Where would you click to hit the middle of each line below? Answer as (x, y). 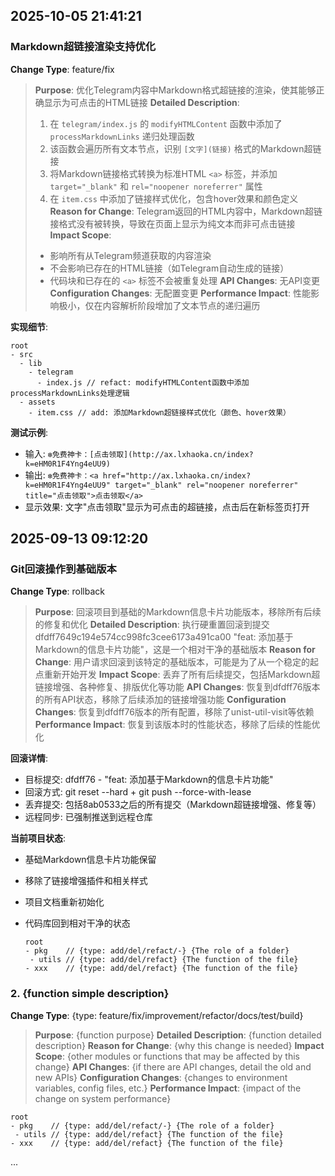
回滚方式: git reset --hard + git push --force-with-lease (138, 792)
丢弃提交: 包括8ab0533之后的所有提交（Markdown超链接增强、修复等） (173, 805)
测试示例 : (29, 432)
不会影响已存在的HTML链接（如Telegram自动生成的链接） (169, 268)
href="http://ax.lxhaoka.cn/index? (177, 475)
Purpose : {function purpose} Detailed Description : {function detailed (178, 1035)
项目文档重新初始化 (64, 902)
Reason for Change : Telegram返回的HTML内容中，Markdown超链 (186, 211)
